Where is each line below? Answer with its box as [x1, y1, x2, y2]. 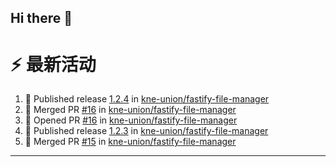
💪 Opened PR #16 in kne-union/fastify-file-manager [24, 114, 238, 126]
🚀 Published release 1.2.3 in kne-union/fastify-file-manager [24, 125, 269, 137]
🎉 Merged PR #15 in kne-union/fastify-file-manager [24, 136, 237, 148]
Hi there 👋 [10, 10, 73, 27]
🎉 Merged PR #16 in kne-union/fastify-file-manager [24, 104, 237, 116]
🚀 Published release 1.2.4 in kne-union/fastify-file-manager [24, 93, 270, 105]
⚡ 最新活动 [10, 53, 97, 76]
